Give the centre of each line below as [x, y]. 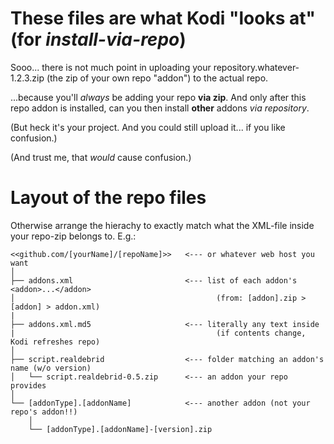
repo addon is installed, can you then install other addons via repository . [160, 108]
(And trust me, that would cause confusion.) [101, 157]
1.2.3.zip [27, 78]
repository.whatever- [256, 67]
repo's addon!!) [44, 412]
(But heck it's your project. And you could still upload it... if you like [148, 127]
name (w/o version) [51, 368]
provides [28, 385]
